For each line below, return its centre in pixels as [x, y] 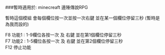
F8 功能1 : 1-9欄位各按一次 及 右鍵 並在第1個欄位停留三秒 [63, 35]
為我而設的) [17, 24]
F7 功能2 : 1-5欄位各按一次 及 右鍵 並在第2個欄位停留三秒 [64, 41]
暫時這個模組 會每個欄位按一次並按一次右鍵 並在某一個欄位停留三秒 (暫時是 [82, 18]
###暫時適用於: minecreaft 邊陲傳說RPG [47, 7]
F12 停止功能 [18, 47]
